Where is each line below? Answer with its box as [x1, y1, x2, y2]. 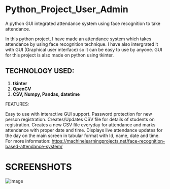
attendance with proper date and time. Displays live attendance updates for [5, 127, 163, 133]
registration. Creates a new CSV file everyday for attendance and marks [5, 121, 156, 128]
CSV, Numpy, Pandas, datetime [12, 91, 80, 97]
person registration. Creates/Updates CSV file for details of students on [5, 116, 155, 122]
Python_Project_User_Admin [5, 4, 128, 15]
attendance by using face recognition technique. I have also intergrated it [5, 41, 158, 47]
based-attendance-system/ [5, 143, 63, 149]
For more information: [5, 138, 51, 144]
